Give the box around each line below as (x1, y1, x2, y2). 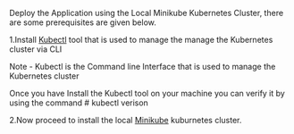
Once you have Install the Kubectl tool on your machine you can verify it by (9, 88, 286, 98)
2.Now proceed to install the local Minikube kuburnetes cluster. (9, 115, 242, 125)
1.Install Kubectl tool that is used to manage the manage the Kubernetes (9, 35, 273, 45)
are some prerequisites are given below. (9, 17, 156, 28)
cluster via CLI (9, 44, 63, 54)
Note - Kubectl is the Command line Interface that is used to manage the (9, 62, 276, 71)
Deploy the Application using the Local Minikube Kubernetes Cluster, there (9, 8, 284, 18)
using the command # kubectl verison (9, 97, 149, 108)
